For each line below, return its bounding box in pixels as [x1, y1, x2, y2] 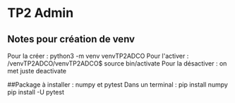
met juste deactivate [7, 67, 67, 75]
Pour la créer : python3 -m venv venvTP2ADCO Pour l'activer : [7, 51, 189, 60]
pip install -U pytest [7, 88, 65, 96]
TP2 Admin [7, 5, 74, 21]
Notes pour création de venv [7, 33, 135, 45]
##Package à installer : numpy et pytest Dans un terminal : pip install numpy [7, 80, 228, 89]
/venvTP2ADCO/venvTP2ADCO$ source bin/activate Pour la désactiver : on [7, 59, 227, 68]
